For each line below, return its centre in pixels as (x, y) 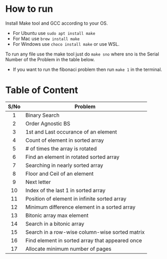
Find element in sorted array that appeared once (84, 240)
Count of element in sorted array (65, 140)
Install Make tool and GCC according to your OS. (57, 23)
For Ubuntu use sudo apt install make (54, 33)
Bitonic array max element (57, 215)
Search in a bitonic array (55, 224)
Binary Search (43, 115)
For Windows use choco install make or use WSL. (66, 44)
